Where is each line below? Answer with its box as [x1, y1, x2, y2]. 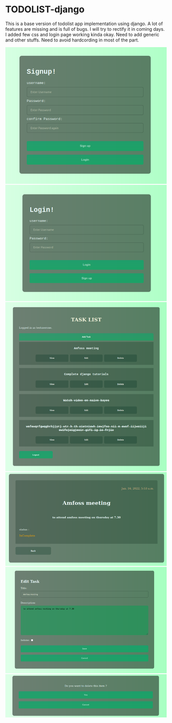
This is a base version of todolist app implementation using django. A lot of [5, 20, 163, 27]
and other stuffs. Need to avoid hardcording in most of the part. [5, 37, 139, 43]
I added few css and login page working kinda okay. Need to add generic [5, 31, 160, 37]
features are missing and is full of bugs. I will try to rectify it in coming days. [5, 26, 165, 32]
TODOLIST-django [5, 4, 85, 15]
